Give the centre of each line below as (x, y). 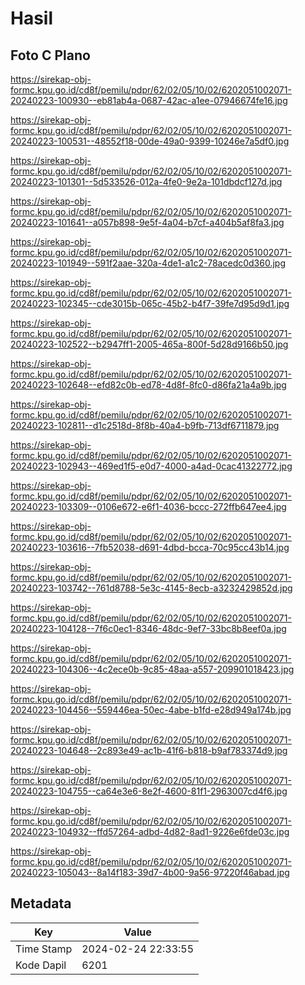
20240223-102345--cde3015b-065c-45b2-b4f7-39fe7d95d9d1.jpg (150, 303)
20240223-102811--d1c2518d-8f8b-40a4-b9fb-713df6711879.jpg (145, 425)
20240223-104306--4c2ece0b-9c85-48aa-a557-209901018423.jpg (152, 669)
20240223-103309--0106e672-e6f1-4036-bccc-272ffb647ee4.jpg (148, 506)
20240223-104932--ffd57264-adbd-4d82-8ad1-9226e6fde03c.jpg (150, 831)
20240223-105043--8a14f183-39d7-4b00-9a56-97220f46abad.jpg (150, 872)
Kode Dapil (41, 965)
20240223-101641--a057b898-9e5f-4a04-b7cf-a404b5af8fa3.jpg (147, 222)
